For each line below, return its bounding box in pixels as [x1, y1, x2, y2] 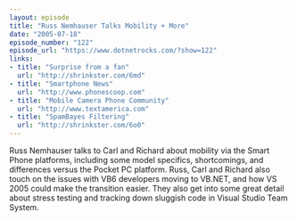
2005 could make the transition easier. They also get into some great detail [9, 184, 285, 193]
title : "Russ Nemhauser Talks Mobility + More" [9, 21, 190, 30]
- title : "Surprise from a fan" [9, 63, 129, 72]
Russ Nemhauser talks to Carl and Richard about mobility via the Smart [9, 145, 270, 156]
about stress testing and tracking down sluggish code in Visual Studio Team [9, 192, 288, 203]
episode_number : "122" [9, 37, 94, 47]
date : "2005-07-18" [9, 29, 82, 38]
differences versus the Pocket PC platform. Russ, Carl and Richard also [9, 164, 270, 175]
